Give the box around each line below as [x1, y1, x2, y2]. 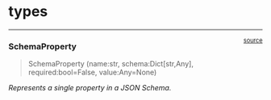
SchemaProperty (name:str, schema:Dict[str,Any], [27, 59, 194, 69]
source [243, 36, 263, 44]
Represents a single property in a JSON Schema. [8, 83, 172, 93]
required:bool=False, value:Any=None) [27, 67, 157, 78]
